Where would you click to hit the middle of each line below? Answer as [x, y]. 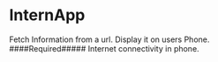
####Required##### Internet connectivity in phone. [105, 48]
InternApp [47, 15]
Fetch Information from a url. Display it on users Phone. [109, 39]
